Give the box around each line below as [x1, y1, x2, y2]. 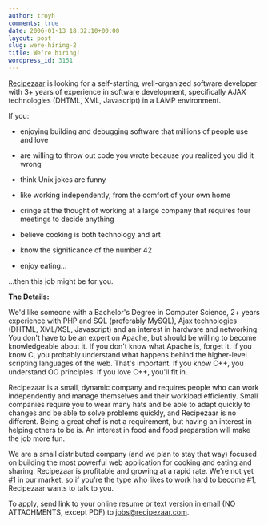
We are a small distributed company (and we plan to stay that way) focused [8, 449, 258, 458]
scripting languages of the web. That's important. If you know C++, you [8, 358, 244, 368]
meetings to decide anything [19, 214, 114, 224]
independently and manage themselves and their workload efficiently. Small [8, 390, 258, 401]
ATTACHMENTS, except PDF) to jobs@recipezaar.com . [8, 507, 190, 517]
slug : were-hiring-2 [8, 42, 78, 50]
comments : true [8, 19, 59, 27]
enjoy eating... [19, 260, 67, 270]
